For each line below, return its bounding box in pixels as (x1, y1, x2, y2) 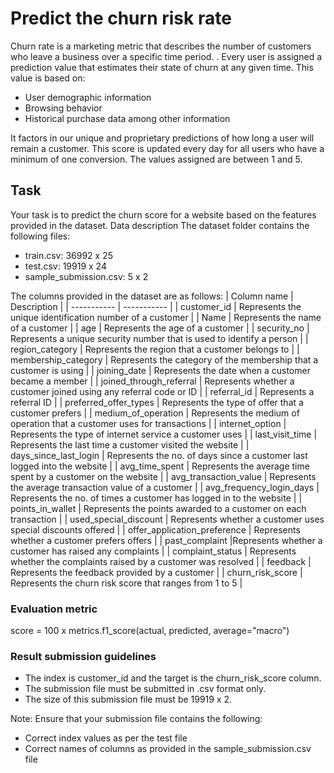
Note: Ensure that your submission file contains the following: (10, 713, 263, 725)
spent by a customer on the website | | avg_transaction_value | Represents (10, 470, 317, 482)
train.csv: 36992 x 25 (24, 249, 114, 261)
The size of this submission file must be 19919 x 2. (24, 693, 233, 706)
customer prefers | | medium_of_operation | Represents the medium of (10, 407, 300, 419)
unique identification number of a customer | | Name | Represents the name (10, 311, 322, 323)
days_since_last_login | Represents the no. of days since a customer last (10, 449, 308, 461)
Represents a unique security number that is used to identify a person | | (10, 332, 309, 344)
